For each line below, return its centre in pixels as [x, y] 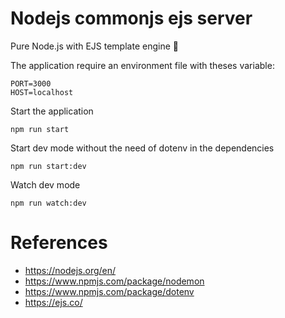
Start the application [52, 111]
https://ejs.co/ [53, 302]
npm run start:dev [48, 166]
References [59, 243]
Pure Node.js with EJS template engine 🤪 [94, 46]
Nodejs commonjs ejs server [131, 18]
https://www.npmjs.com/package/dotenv [109, 291]
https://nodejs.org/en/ [70, 270]
